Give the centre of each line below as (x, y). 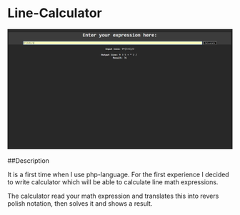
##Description (29, 161)
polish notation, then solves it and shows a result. (80, 204)
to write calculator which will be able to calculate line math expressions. (113, 182)
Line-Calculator (55, 13)
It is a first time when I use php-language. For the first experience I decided (119, 175)
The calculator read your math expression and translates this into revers (113, 196)
